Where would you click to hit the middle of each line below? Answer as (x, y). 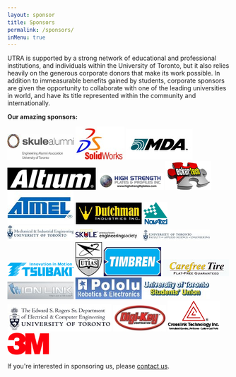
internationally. (29, 103)
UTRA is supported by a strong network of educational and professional (112, 58)
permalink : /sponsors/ (41, 30)
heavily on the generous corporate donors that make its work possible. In (114, 73)
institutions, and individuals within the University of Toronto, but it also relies (118, 66)
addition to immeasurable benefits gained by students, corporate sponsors (116, 80)
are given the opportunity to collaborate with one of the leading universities (117, 88)
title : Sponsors (31, 22)
